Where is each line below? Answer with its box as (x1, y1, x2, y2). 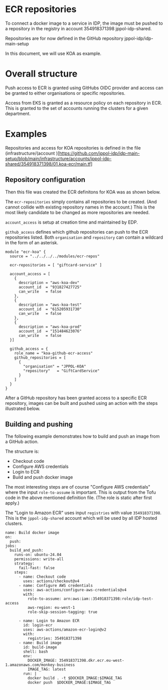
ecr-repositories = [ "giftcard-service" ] (10, 262, 102, 267)
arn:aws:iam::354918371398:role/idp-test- (63, 596, 154, 601)
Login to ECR (12, 469, 40, 475)
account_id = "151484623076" (18, 328, 82, 333)
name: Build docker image (5, 530, 59, 535)
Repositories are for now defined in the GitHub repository (5, 35, 124, 41)
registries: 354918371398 (27, 636, 82, 641)
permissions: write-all (14, 557, 64, 562)
